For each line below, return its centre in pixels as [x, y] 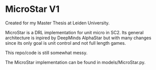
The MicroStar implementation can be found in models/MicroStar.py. [76, 62]
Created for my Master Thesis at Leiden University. [57, 23]
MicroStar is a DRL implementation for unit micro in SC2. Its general [74, 32]
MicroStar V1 [32, 9]
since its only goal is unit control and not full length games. [66, 43]
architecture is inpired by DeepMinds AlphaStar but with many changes [78, 38]
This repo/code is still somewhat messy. [46, 53]
